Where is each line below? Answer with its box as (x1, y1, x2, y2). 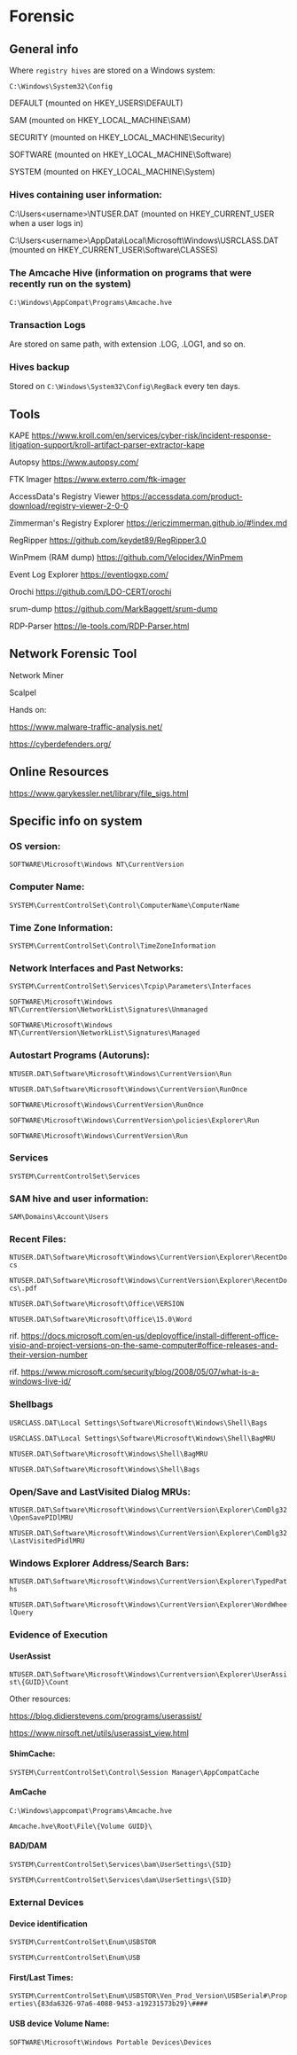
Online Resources (9, 764, 109, 779)
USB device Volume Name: (9, 2018, 110, 2028)
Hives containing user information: (9, 188, 162, 200)
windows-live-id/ (9, 1376, 72, 1387)
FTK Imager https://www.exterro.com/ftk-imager (9, 474, 186, 484)
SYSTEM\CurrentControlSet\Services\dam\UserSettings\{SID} (9, 1876, 232, 1885)
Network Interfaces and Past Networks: (9, 962, 184, 974)
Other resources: (9, 1693, 71, 1704)
